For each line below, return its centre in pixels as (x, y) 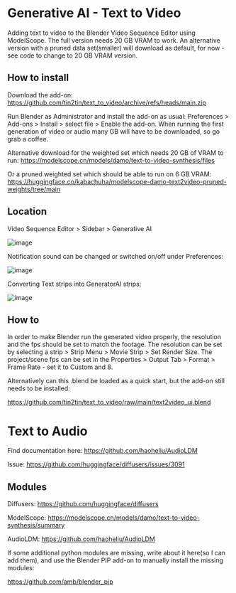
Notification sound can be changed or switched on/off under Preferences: (116, 256)
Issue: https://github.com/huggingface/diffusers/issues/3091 (96, 464)
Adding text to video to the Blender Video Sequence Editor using (102, 33)
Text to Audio (47, 431)
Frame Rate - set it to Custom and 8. (60, 367)
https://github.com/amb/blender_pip (60, 582)
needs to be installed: (39, 388)
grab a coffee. (28, 139)
